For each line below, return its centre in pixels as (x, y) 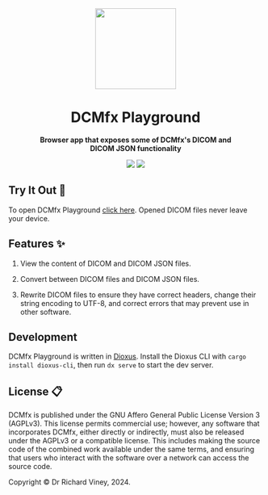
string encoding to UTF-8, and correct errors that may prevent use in (134, 303)
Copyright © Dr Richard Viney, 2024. (69, 482)
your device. (29, 218)
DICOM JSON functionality (136, 148)
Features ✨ (37, 244)
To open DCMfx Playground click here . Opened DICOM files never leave (128, 210)
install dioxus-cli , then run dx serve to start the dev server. (111, 365)
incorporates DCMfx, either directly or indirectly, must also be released (126, 432)
